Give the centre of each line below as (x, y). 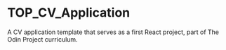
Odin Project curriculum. (43, 39)
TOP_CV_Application (69, 13)
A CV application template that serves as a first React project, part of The (113, 32)
